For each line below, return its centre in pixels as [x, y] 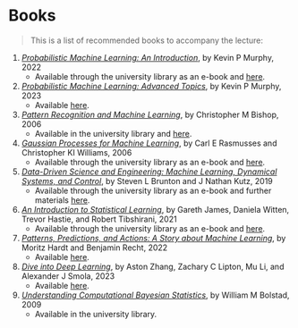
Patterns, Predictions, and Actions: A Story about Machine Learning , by [153, 238]
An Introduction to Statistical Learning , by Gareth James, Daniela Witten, [155, 209]
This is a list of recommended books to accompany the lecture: [147, 40]
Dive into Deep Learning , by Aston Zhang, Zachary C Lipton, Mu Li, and [153, 266]
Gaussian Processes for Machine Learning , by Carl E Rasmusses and [149, 143]
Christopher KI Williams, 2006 [77, 152]
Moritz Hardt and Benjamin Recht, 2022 [94, 248]
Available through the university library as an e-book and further [153, 190]
